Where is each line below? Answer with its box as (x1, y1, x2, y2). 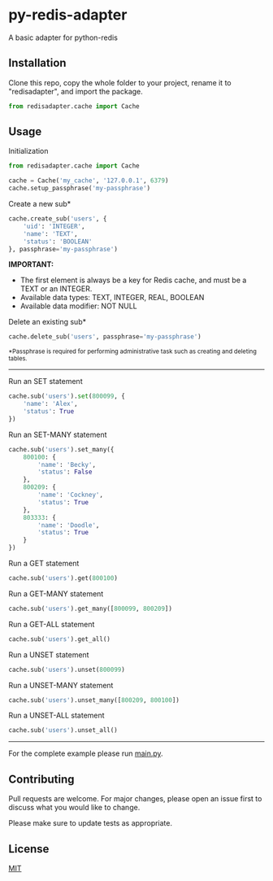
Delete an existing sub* (8, 317, 87, 327)
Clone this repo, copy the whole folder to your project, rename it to (8, 77, 232, 87)
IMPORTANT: (8, 260, 54, 269)
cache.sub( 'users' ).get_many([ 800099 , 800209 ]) (8, 604, 173, 613)
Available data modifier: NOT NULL (19, 301, 137, 311)
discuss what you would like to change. (8, 803, 141, 813)
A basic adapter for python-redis (8, 33, 118, 42)
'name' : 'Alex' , (23, 400, 79, 408)
